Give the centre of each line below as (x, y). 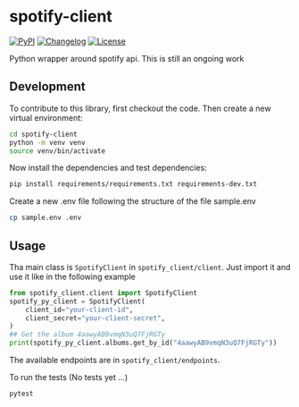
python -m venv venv (48, 142)
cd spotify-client (43, 134)
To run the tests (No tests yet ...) (68, 377)
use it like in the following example (72, 276)
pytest (21, 394)
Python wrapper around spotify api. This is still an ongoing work (127, 58)
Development (48, 87)
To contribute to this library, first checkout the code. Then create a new (140, 108)
